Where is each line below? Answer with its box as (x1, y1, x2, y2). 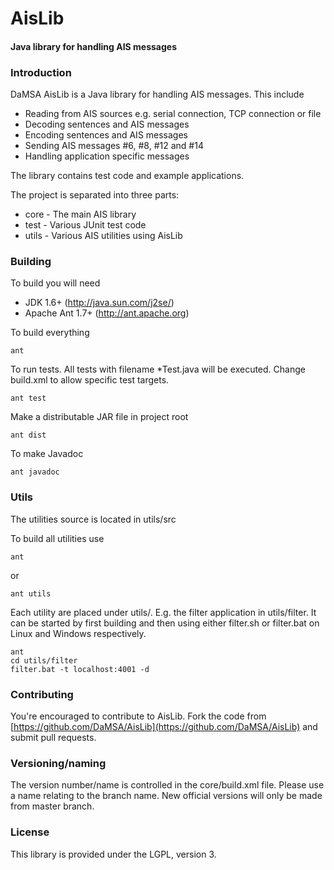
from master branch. (10, 800, 95, 812)
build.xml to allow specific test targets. (10, 374, 170, 386)
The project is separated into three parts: (10, 189, 180, 201)
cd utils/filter (10, 655, 78, 666)
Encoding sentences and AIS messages (24, 129, 189, 141)
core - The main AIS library (24, 208, 137, 221)
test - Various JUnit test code (24, 219, 147, 231)
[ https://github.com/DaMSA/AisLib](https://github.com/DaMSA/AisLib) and (10, 720, 318, 732)
